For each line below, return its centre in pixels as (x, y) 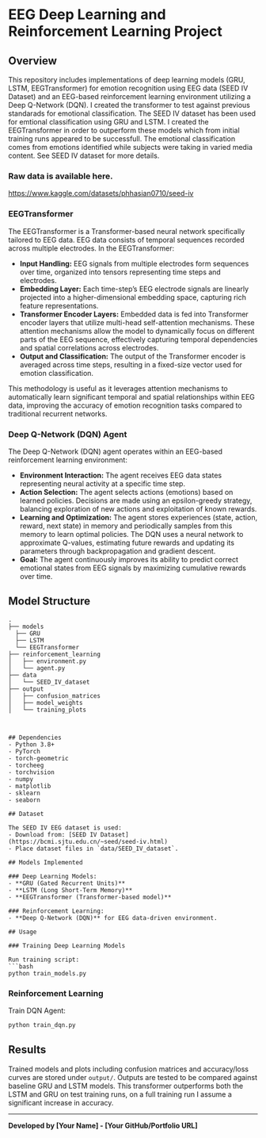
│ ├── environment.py (47, 661)
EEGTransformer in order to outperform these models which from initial (124, 130)
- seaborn (25, 800)
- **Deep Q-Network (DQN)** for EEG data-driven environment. (113, 918)
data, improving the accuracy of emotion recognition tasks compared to (125, 405)
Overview (33, 61)
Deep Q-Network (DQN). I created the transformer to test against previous (129, 105)
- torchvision (32, 772)
